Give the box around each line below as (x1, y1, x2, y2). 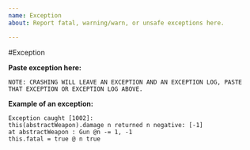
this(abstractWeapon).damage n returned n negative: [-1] (8, 121, 203, 129)
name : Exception (8, 11, 62, 20)
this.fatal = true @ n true (8, 135, 101, 143)
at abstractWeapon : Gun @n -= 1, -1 (8, 128, 133, 136)
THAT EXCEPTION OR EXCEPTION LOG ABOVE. (8, 84, 144, 93)
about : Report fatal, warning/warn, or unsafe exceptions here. (8, 19, 225, 27)
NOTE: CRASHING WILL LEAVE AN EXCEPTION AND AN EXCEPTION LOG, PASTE (8, 78, 243, 86)
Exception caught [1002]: (8, 114, 93, 122)
